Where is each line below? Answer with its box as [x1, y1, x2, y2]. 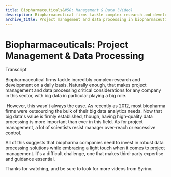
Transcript [5, 67, 27, 73]
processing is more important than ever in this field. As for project [5, 119, 144, 125]
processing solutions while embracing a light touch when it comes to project [5, 145, 165, 151]
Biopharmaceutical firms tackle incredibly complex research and [5, 77, 140, 83]
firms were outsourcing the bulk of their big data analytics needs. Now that [5, 108, 162, 114]
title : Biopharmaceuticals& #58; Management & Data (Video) [5, 7, 133, 13]
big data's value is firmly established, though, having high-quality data [5, 113, 153, 120]
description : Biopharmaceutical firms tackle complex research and [5, 12, 152, 17]
